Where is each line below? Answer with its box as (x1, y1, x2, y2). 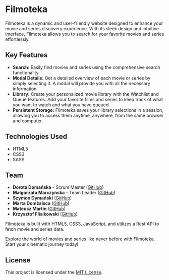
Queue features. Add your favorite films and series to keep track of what (12, 96, 163, 102)
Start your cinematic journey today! (5, 241, 79, 247)
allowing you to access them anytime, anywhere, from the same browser (12, 112, 164, 118)
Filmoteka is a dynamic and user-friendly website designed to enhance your (5, 20, 163, 26)
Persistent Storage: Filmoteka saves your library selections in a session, (12, 107, 164, 113)
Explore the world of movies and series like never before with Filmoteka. (5, 236, 155, 242)
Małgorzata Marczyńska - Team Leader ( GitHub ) (12, 190, 116, 196)
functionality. (12, 69, 40, 76)
